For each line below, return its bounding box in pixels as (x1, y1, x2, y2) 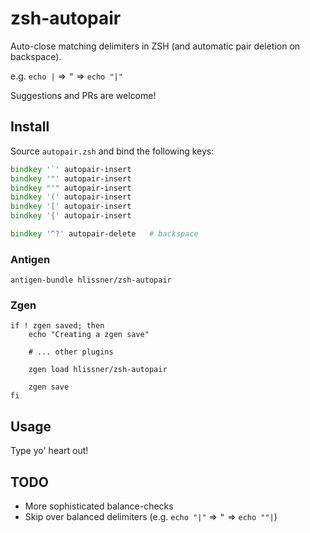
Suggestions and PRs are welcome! (10, 89, 157, 101)
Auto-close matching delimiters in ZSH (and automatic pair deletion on (10, 40, 301, 52)
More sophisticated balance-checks (24, 500, 174, 512)
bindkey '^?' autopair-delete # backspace (10, 229, 199, 239)
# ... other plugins (28, 347, 114, 357)
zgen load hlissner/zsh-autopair (28, 365, 168, 375)
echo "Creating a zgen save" (28, 330, 150, 340)
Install (10, 118, 50, 136)
